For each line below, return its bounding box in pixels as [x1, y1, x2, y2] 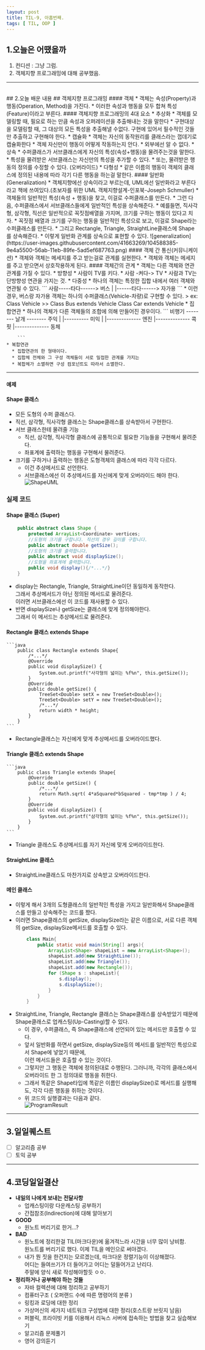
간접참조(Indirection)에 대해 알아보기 [24, 1209, 113, 1217]
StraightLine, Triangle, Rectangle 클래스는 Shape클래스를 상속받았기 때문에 [15, 1011, 198, 1018]
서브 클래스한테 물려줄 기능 [15, 426, 79, 433]
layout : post [6, 9, 40, 15]
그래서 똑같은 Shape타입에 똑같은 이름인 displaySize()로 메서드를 [24, 1079, 181, 1086]
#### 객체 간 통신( [128, 247, 174, 254]
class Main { [26, 936, 57, 942]
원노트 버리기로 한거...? [24, 1224, 79, 1231]
